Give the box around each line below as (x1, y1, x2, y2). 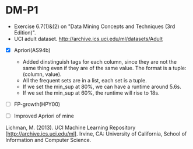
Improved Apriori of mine (13, 112, 74, 120)
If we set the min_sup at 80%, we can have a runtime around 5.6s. (22, 83, 182, 90)
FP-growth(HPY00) (13, 101, 61, 108)
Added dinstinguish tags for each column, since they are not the (22, 58, 177, 65)
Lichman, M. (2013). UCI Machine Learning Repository (5, 124, 136, 131)
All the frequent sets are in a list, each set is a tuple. (22, 77, 147, 84)
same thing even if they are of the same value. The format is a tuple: (22, 65, 187, 71)
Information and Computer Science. (5, 137, 92, 144)
